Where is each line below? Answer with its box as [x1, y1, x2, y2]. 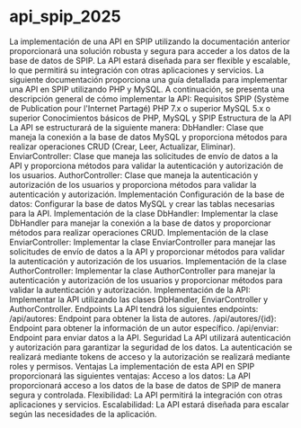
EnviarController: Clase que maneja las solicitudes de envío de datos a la [9, 150, 279, 161]
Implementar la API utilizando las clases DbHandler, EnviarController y [9, 294, 269, 305]
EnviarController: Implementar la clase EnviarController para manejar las [9, 236, 276, 247]
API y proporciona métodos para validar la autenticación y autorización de [9, 160, 284, 171]
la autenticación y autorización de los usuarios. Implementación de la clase [9, 255, 288, 266]
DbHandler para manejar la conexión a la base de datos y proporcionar [9, 218, 271, 228]
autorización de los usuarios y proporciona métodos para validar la [9, 179, 257, 190]
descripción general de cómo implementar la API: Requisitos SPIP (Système [9, 93, 289, 104]
